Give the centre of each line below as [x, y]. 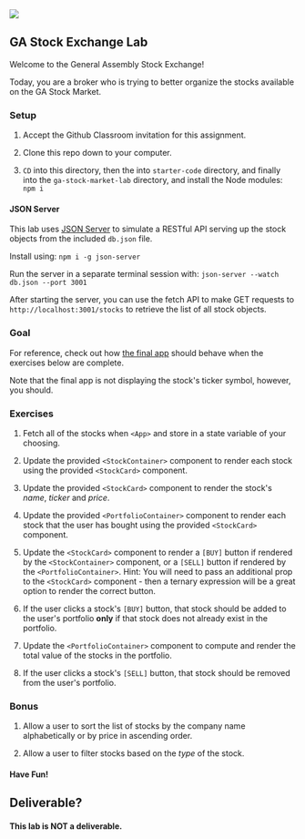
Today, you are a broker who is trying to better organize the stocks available [152, 82]
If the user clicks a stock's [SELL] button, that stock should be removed [157, 672]
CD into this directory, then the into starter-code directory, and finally [152, 170]
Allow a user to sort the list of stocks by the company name [134, 726]
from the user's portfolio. [69, 682]
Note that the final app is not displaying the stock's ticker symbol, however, [150, 380]
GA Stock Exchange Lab [79, 42]
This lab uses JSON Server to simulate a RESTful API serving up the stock [148, 229]
